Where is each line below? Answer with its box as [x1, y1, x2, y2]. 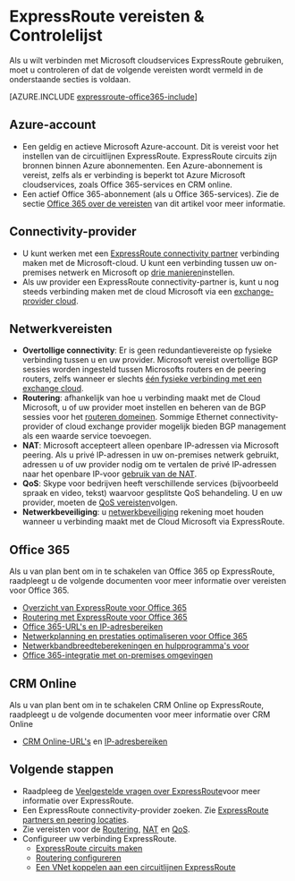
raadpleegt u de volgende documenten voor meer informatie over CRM [9, 709, 271, 720]
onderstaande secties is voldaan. [9, 73, 131, 84]
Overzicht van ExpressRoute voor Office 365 [21, 603, 188, 613]
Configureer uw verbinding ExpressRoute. [21, 833, 177, 843]
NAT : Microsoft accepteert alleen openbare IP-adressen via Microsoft [21, 440, 280, 451]
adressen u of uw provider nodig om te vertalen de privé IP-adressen [21, 459, 277, 470]
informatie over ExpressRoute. [21, 795, 134, 806]
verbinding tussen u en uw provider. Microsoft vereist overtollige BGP [21, 355, 279, 365]
